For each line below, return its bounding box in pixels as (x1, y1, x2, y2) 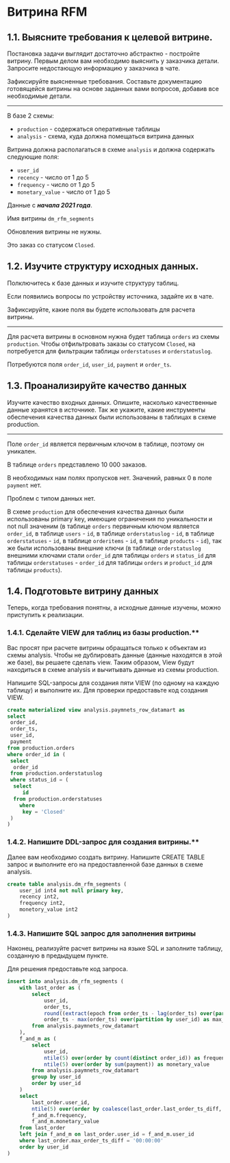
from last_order (19, 1125, 66, 1131)
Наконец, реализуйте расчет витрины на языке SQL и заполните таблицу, (7, 945, 223, 953)
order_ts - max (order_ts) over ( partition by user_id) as (43, 1016, 210, 1023)
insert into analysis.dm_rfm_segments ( (7, 978, 125, 985)
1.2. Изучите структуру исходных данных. (7, 261, 199, 273)
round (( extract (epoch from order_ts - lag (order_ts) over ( (43, 1010, 216, 1017)
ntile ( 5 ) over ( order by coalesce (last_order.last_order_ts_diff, (31, 1105, 222, 1112)
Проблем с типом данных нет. (7, 494, 96, 502)
